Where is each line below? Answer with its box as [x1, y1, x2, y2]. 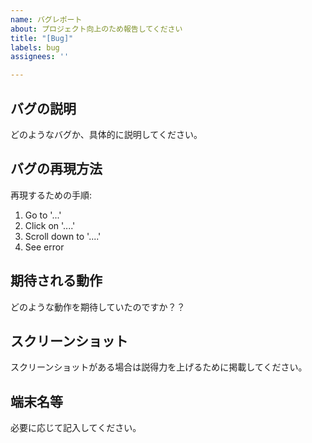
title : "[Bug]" [10, 33, 74, 43]
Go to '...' [24, 209, 62, 221]
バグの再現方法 [10, 161, 103, 178]
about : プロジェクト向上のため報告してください [10, 24, 183, 34]
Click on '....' [24, 219, 76, 231]
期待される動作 [10, 272, 103, 290]
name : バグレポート [10, 14, 83, 25]
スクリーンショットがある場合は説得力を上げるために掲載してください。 [10, 361, 308, 373]
